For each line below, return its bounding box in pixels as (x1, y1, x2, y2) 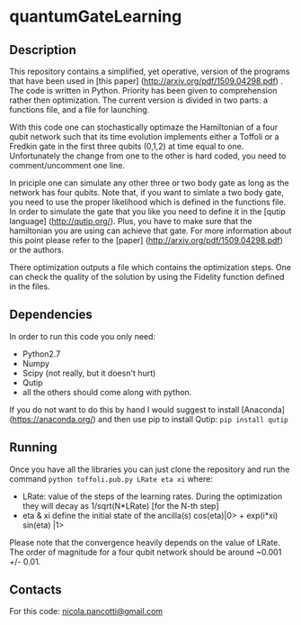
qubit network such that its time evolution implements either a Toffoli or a (9, 131, 280, 141)
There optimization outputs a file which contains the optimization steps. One (9, 262, 292, 272)
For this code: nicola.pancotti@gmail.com (9, 606, 164, 617)
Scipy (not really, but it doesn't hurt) (22, 367, 156, 378)
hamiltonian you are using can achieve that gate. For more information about (9, 225, 292, 236)
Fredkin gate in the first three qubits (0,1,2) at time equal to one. (9, 141, 244, 151)
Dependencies (9, 307, 93, 322)
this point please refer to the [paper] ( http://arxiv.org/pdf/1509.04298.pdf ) (9, 235, 283, 245)
